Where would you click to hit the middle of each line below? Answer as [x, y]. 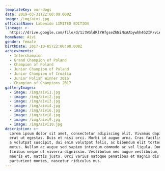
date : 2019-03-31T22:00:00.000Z [38, 14]
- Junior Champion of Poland [39, 69]
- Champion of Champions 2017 [40, 83]
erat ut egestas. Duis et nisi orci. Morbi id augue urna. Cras [77, 138]
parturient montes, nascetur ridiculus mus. [56, 161]
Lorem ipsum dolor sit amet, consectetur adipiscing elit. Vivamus [80, 134]
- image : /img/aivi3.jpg [35, 102]
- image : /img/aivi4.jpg [35, 106]
